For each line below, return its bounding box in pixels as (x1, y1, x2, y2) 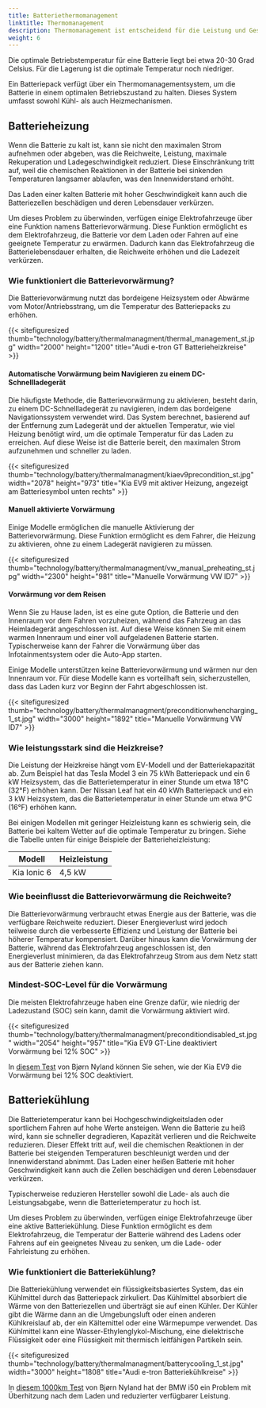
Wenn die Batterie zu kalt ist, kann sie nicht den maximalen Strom (8, 141, 222, 150)
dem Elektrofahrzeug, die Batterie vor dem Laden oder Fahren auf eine (8, 230, 239, 240)
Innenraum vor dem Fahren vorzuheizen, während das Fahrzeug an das (8, 615, 241, 625)
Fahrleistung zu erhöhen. (8, 1246, 90, 1256)
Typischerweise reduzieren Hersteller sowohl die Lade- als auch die (8, 1189, 230, 1198)
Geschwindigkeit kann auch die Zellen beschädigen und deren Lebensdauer (8, 1165, 256, 1175)
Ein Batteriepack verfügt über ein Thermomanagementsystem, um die (8, 79, 236, 89)
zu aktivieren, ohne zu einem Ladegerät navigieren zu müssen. (8, 539, 213, 549)
